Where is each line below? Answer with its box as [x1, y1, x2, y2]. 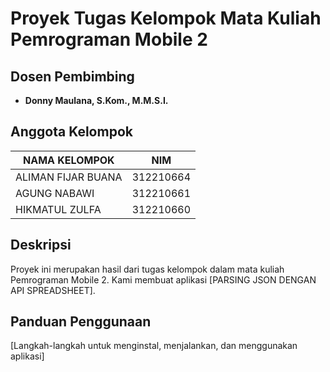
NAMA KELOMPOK [23, 153, 115, 167]
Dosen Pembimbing [10, 68, 135, 85]
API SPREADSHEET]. [10, 284, 96, 296]
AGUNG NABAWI [15, 186, 95, 200]
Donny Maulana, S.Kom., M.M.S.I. [24, 95, 169, 106]
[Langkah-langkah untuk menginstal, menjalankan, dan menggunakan [10, 340, 298, 352]
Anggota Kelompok [10, 123, 133, 141]
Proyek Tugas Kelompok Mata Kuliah [10, 7, 322, 30]
